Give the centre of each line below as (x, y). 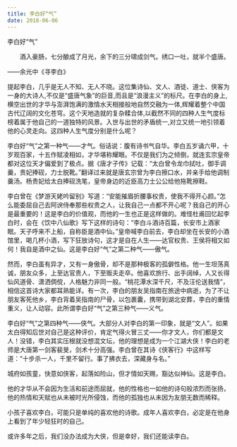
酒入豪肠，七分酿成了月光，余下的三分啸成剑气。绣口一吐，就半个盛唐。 (124, 56)
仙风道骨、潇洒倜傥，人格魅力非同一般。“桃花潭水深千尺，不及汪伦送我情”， (118, 281)
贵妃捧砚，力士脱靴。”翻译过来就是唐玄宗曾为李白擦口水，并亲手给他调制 (124, 172)
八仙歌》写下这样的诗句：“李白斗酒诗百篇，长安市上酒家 (138, 222)
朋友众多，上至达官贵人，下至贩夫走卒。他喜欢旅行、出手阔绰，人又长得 (124, 273)
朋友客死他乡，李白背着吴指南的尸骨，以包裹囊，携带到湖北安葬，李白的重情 (119, 299)
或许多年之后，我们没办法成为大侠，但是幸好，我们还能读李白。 (100, 436)
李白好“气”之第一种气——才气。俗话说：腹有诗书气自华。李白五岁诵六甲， (115, 145)
